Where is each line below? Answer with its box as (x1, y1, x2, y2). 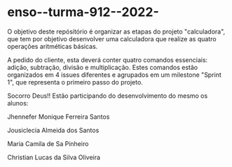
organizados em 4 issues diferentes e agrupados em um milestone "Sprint (7, 71, 222, 79)
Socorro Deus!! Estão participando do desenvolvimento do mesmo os (7, 92, 208, 100)
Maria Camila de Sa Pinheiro (7, 139, 89, 147)
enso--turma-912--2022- (7, 4, 159, 20)
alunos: (7, 99, 29, 107)
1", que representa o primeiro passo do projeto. (7, 78, 144, 86)
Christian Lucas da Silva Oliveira (7, 153, 100, 161)
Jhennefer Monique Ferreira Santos (7, 112, 110, 121)
